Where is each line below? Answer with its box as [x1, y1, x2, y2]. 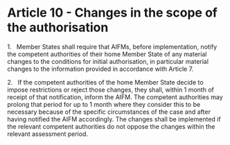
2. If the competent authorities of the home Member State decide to [7, 78, 204, 86]
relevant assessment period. [7, 130, 89, 138]
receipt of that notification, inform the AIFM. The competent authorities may [7, 92, 223, 101]
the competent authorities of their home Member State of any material [7, 50, 207, 58]
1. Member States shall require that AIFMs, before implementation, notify [7, 42, 218, 51]
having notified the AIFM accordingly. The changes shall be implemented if [7, 114, 221, 123]
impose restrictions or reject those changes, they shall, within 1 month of [7, 85, 215, 94]
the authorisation [7, 19, 109, 35]
